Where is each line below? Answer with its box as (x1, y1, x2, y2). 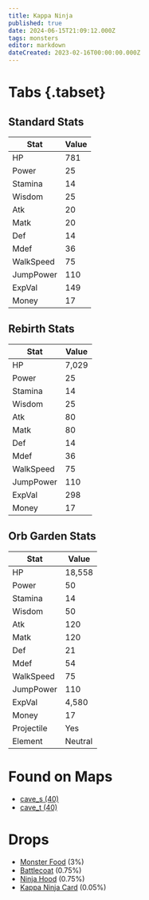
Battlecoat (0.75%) (19, 865, 82, 875)
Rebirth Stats (8, 322, 75, 336)
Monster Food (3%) (19, 857, 84, 866)
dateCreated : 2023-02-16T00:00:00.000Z (8, 49, 141, 57)
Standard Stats (8, 115, 84, 129)
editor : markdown (8, 42, 66, 50)
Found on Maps (8, 767, 113, 786)
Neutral (65, 735, 93, 747)
